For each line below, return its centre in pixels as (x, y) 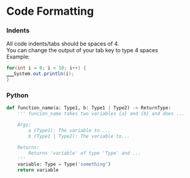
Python (17, 95)
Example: (18, 57)
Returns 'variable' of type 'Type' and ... (85, 153)
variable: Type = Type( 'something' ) (64, 164)
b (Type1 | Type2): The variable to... (79, 136)
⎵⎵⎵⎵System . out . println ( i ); (40, 74)
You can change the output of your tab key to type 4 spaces (82, 50)
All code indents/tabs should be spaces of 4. (63, 44)
